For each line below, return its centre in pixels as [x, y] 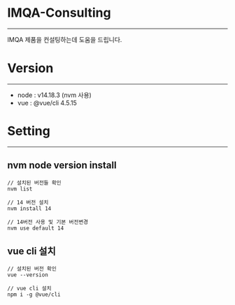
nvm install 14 [29, 208]
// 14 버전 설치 [28, 202]
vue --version [28, 275]
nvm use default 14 [36, 228]
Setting [29, 131]
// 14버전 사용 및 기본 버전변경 [48, 222]
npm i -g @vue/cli [34, 295]
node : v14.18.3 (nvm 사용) [55, 95]
